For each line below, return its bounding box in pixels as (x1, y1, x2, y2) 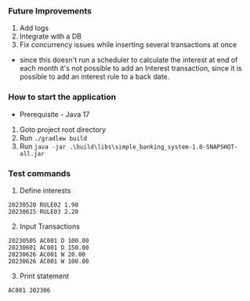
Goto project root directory (19, 124, 107, 134)
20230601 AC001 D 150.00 (8, 244, 89, 251)
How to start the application (8, 92, 116, 103)
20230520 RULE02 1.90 (8, 200, 79, 209)
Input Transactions (19, 222, 81, 231)
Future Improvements (8, 6, 92, 17)
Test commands (8, 167, 71, 178)
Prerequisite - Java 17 (19, 109, 90, 119)
